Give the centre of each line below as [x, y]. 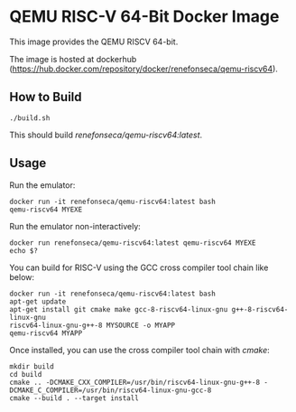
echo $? [24, 250]
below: [22, 276]
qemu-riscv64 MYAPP [46, 333]
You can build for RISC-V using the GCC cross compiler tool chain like [139, 267]
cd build [26, 374]
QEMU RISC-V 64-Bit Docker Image [144, 17]
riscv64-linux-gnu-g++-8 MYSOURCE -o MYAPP [92, 325]
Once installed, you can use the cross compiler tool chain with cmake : [140, 350]
